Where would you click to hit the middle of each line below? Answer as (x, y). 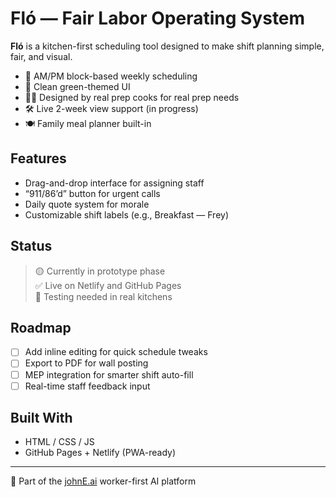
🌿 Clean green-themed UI (77, 86)
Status (31, 246)
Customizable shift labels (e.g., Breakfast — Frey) (127, 214)
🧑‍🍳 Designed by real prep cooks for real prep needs (132, 97)
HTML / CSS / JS (59, 442)
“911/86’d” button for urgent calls (92, 193)
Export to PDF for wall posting (86, 363)
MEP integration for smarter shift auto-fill (109, 374)
